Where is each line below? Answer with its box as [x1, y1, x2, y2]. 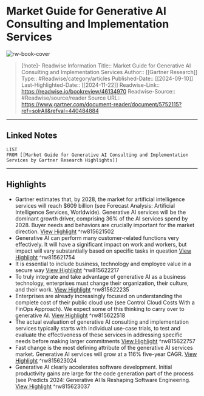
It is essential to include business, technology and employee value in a [15, 260, 191, 267]
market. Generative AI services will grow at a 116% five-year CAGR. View [15, 350, 197, 358]
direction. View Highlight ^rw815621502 [15, 228, 114, 235]
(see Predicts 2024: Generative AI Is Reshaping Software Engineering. [15, 376, 191, 383]
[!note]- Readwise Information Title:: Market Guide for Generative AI [21, 62, 191, 69]
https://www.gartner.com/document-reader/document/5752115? [21, 100, 182, 108]
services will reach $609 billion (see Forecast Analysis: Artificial [15, 202, 175, 209]
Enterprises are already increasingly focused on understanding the [15, 292, 183, 299]
